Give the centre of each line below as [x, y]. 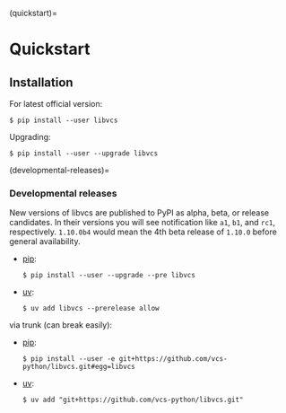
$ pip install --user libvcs [64, 120]
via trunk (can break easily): [61, 325]
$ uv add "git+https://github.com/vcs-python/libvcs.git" [133, 400]
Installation [41, 82]
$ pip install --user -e [69, 359]
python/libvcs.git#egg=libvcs [79, 367]
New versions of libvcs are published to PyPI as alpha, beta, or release [139, 213]
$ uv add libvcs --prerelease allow [91, 309]
